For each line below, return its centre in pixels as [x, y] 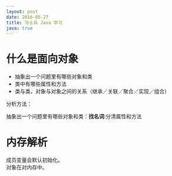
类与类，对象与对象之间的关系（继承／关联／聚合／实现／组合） [92, 92]
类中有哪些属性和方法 [40, 84]
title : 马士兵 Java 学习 [34, 22]
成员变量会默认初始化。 [34, 160]
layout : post [22, 12]
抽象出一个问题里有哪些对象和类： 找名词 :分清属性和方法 [74, 116]
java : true [19, 28]
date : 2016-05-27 [27, 17]
